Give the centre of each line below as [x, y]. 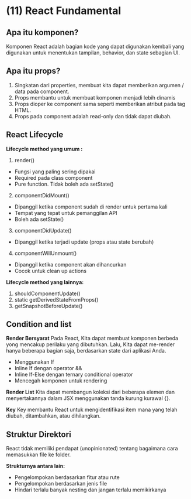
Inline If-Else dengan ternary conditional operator [74, 375]
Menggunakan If [34, 362]
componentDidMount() [42, 195]
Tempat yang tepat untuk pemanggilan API [66, 213]
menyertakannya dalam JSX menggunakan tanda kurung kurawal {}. [88, 398]
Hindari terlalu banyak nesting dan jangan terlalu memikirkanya [90, 490]
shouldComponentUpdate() [47, 293]
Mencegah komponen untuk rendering [61, 381]
